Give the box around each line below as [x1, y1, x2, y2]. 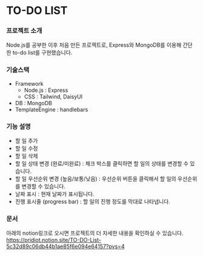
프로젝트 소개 [6, 27, 42, 35]
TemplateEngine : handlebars [15, 106, 88, 113]
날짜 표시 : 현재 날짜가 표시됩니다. [15, 190, 95, 198]
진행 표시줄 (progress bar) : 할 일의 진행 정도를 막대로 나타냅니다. [15, 198, 171, 206]
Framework [15, 80, 44, 87]
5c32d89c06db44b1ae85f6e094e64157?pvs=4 [6, 243, 125, 250]
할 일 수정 [15, 145, 38, 152]
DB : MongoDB [15, 99, 53, 106]
